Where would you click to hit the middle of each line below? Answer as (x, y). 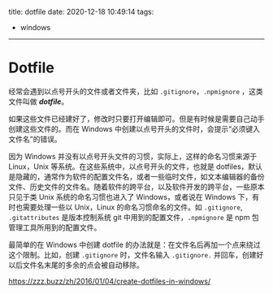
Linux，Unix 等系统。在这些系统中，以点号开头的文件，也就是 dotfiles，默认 (135, 166)
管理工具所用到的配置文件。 (55, 227)
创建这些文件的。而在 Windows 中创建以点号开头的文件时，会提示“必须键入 (134, 128)
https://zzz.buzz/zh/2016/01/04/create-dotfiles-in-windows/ (110, 281)
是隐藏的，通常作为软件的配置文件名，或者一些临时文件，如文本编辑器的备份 (136, 176)
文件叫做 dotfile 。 (39, 102)
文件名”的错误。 (35, 139)
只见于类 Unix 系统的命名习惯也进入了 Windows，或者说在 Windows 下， (130, 197)
